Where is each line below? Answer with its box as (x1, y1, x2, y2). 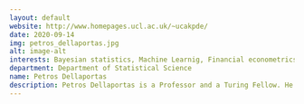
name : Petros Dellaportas (9, 72, 107, 81)
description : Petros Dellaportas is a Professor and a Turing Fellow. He (9, 80, 294, 90)
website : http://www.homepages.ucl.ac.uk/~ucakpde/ (9, 22, 208, 31)
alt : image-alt (9, 47, 67, 56)
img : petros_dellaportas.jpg (9, 38, 119, 48)
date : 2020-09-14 (9, 30, 75, 39)
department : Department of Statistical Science (9, 64, 193, 73)
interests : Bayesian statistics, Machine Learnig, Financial (9, 55, 245, 64)
